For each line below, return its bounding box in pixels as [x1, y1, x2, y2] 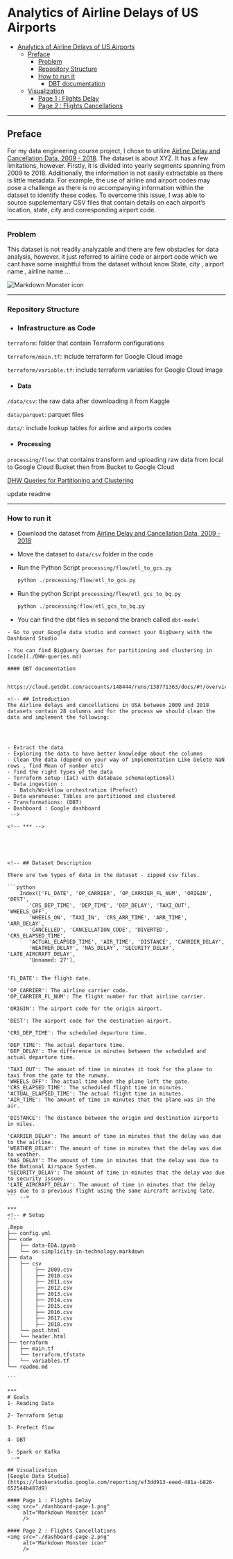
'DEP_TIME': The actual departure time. [7, 1041, 126, 1048]
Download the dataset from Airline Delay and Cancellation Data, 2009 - [17, 529, 221, 537]
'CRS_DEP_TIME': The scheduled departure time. [7, 1029, 148, 1037]
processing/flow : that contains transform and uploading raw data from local [7, 455, 224, 463]
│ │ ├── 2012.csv [7, 1284, 73, 1291]
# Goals [7, 1393, 30, 1401]
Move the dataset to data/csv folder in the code [17, 550, 154, 558]
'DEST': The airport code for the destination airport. [7, 1017, 172, 1024]
